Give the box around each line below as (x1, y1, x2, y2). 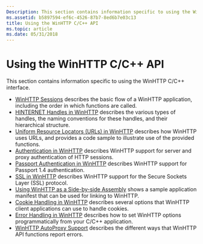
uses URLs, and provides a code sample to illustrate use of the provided (14, 134, 195, 142)
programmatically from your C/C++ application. (14, 218, 134, 225)
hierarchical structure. (14, 122, 71, 129)
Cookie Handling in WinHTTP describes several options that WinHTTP (14, 199, 190, 206)
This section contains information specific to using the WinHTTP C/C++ (6, 77, 185, 85)
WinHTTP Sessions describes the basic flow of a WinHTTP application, (14, 96, 192, 103)
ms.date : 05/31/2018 (6, 31, 59, 38)
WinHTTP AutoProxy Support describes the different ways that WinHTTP (14, 225, 197, 232)
